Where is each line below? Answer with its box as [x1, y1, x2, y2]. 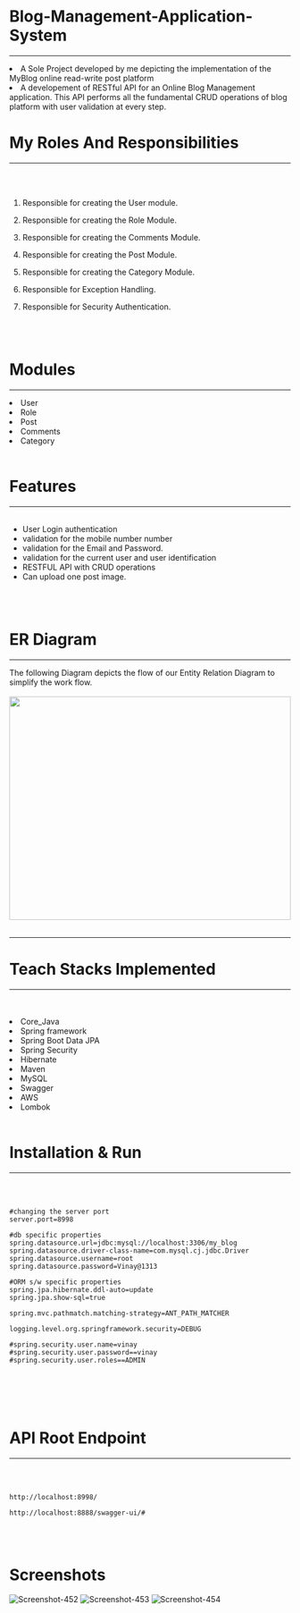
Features [9, 477, 77, 496]
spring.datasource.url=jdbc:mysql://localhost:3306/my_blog [9, 1238, 238, 1247]
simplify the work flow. [9, 677, 93, 688]
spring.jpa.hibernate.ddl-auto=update [9, 1285, 154, 1294]
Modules [9, 359, 76, 380]
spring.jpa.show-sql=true [9, 1293, 105, 1302]
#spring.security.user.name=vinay [9, 1339, 138, 1349]
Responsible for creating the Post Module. [21, 249, 178, 260]
